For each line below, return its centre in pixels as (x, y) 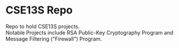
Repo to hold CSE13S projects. (43, 26)
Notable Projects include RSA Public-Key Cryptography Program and (89, 32)
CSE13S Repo (39, 10)
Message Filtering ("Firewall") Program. (54, 39)
